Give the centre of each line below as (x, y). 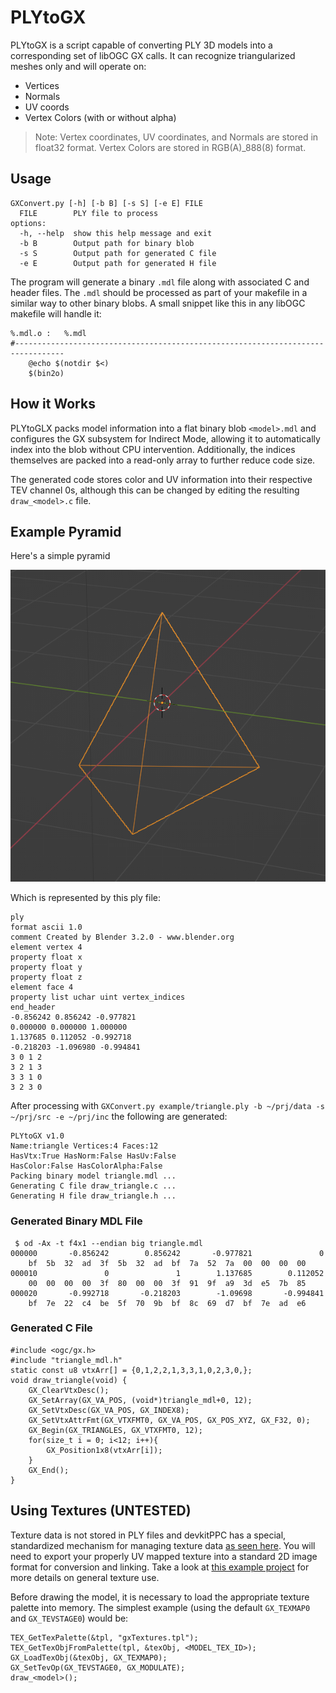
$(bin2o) (46, 373)
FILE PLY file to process (89, 213)
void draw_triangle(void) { (69, 1380)
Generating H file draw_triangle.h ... (93, 1196)
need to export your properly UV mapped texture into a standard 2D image (164, 1556)
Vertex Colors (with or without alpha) (100, 117)
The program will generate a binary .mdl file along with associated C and (160, 282)
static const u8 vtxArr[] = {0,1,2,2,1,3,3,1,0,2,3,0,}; (131, 1370)
